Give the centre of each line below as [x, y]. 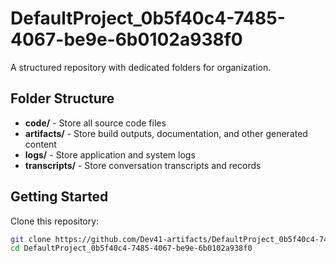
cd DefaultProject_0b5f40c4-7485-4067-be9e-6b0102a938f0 [131, 248]
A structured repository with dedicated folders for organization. [141, 67]
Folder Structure [62, 98]
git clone [31, 239]
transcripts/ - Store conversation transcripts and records [143, 165]
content [40, 144]
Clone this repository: [55, 221]
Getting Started [59, 197]
